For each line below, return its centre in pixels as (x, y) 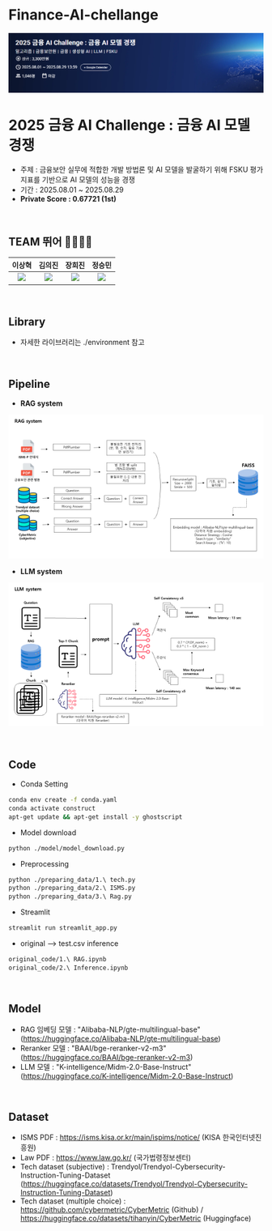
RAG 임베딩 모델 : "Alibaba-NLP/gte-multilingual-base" (110, 1029)
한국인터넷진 (242, 1137)
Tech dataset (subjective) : (64, 1167)
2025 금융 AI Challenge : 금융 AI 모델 (130, 125)
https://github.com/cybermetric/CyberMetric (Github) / (112, 1210)
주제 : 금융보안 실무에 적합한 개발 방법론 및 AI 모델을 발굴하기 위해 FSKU (134, 169)
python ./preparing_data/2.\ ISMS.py (72, 888)
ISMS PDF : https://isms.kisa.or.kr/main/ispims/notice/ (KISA (120, 1137)
